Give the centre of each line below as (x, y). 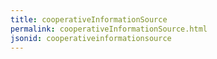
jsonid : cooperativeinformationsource (91, 38)
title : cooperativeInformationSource (89, 19)
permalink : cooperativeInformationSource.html (109, 29)
